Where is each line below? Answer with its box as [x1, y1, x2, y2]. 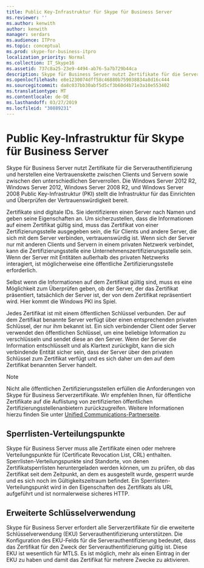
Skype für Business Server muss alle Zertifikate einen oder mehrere [6, 445, 176, 452]
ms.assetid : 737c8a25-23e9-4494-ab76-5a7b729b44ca [6, 65, 137, 72]
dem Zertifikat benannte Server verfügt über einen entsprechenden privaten [6, 316, 197, 323]
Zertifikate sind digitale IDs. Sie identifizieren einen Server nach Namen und [6, 208, 196, 216]
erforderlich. [6, 267, 38, 274]
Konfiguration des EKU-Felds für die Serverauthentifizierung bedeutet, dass [6, 537, 196, 544]
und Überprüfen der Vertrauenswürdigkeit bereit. [6, 197, 129, 204]
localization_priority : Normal [6, 54, 86, 60]
